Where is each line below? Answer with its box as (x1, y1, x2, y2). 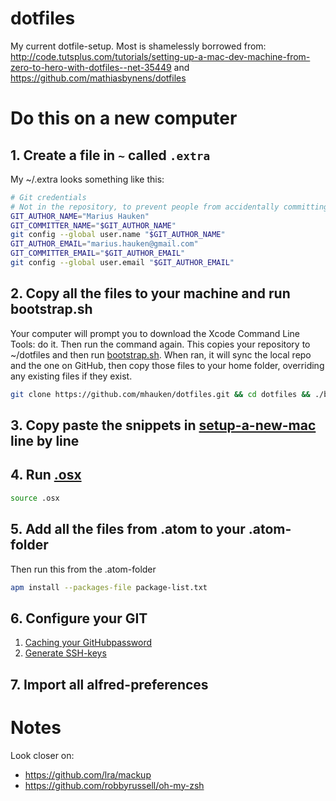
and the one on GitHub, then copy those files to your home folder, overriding (10, 359, 325, 371)
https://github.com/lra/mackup (24, 768, 152, 781)
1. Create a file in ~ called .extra (10, 147, 211, 164)
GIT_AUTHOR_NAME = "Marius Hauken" (10, 211, 150, 221)
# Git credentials (10, 192, 87, 202)
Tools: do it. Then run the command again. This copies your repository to (10, 338, 311, 350)
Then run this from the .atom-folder (10, 563, 157, 575)
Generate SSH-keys (24, 647, 107, 659)
